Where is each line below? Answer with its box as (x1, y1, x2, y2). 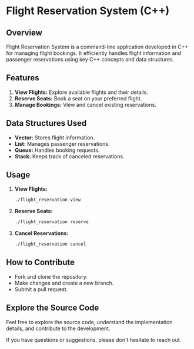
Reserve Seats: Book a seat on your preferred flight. (14, 94, 142, 102)
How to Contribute (6, 257, 75, 268)
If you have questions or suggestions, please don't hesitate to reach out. (6, 336, 182, 343)
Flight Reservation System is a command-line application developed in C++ (6, 43, 189, 50)
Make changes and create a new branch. (14, 279, 114, 286)
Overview (6, 28, 43, 38)
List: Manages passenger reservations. (14, 140, 110, 147)
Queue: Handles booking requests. (14, 146, 100, 154)
